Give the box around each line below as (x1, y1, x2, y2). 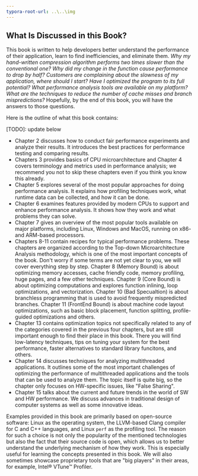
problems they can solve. (14, 213, 77, 220)
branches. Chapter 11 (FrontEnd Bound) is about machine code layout (14, 301, 184, 308)
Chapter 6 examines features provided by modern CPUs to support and (14, 200, 190, 207)
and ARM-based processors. (14, 231, 85, 239)
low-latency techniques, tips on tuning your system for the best (14, 339, 170, 346)
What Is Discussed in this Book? (6, 31, 127, 41)
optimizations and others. (33, 313, 96, 320)
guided (14, 313, 33, 320)
